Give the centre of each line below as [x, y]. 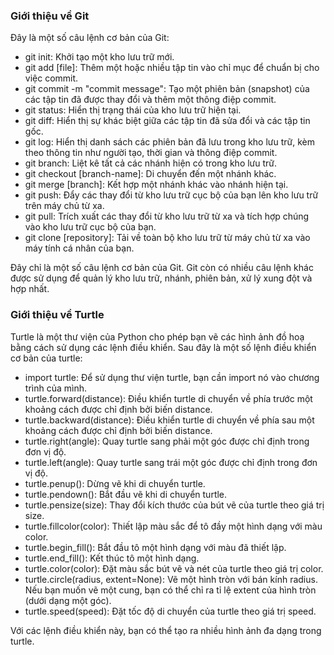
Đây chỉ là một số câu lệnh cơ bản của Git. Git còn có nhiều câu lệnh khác [162, 268]
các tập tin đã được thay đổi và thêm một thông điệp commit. [150, 100]
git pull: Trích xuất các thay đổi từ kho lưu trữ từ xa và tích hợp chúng [167, 216]
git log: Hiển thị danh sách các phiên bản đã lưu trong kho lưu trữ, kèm [170, 142]
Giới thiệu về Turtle [57, 315]
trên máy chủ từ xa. [64, 206]
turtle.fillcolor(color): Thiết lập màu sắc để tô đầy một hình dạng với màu [173, 526]
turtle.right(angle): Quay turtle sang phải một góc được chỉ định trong [167, 441]
